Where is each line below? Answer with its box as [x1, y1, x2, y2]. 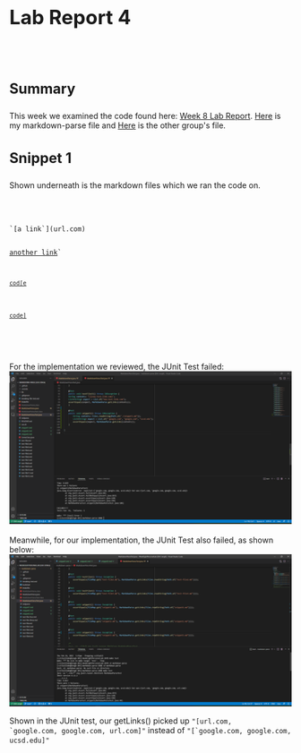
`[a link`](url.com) [9, 225, 87, 234]
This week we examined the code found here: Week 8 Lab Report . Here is [9, 111, 281, 122]
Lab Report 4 [9, 4, 132, 30]
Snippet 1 [9, 150, 72, 167]
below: [9, 543, 34, 554]
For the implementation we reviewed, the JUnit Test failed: [9, 362, 225, 372]
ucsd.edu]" [9, 736, 50, 746]
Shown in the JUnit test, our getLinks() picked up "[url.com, [9, 715, 233, 726]
